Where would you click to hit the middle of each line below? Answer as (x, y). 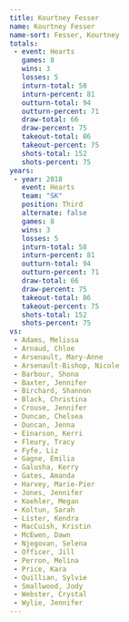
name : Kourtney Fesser (52, 26)
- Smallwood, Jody (48, 586)
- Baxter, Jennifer (50, 383)
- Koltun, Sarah (44, 510)
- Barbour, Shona (46, 374)
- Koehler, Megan (46, 501)
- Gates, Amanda (44, 476)
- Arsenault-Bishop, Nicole (66, 366)
